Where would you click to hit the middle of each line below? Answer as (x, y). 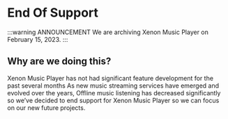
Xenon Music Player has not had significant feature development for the (111, 78)
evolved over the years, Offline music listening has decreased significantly (114, 93)
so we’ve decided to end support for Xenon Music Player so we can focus (113, 100)
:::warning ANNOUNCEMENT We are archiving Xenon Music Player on (108, 32)
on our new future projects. (46, 108)
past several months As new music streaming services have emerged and (113, 86)
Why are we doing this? (59, 62)
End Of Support (53, 13)
